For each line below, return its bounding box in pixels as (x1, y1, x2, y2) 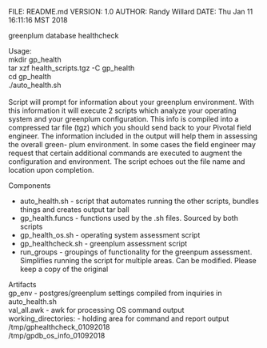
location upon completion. (8, 166, 94, 174)
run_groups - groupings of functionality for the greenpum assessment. (19, 247, 253, 257)
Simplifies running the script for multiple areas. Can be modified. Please (19, 256, 257, 265)
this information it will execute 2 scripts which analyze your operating (8, 106, 237, 115)
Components (8, 181, 51, 190)
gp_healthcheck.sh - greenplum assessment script (19, 239, 188, 248)
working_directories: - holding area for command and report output (8, 314, 229, 323)
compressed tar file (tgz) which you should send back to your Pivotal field (8, 123, 252, 132)
